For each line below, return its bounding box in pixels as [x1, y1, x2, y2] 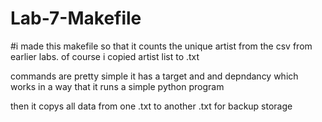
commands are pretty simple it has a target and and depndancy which [10, 70, 299, 82]
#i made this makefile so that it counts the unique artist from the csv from [10, 40, 313, 52]
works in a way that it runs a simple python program [10, 80, 225, 92]
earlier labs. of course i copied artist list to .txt [10, 50, 200, 62]
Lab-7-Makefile [10, 7, 142, 30]
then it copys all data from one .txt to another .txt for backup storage [10, 100, 293, 112]
